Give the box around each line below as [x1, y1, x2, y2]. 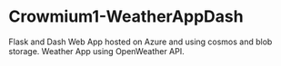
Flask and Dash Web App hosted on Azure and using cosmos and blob [8, 36, 273, 47]
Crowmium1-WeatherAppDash [8, 6, 244, 27]
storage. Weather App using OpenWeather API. [8, 45, 186, 56]
